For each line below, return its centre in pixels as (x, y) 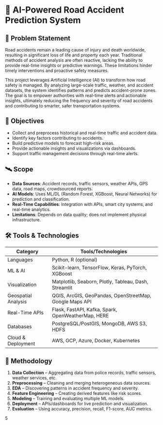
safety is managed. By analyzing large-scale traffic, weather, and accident (79, 85)
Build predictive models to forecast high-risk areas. (63, 143)
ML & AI (16, 271)
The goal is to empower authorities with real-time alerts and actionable (76, 95)
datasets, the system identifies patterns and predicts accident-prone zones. (81, 90)
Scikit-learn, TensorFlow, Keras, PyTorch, (99, 268)
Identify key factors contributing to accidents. (57, 138)
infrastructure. (26, 220)
